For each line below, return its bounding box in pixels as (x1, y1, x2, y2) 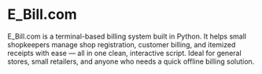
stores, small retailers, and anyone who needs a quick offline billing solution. (7, 57, 255, 66)
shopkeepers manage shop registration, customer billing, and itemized (7, 39, 236, 49)
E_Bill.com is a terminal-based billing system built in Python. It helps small (7, 31, 247, 41)
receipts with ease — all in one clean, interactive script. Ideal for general (7, 48, 242, 57)
